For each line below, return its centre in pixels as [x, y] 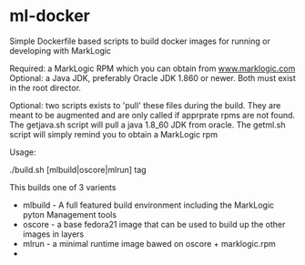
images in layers [53, 234]
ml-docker [50, 16]
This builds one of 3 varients [63, 187]
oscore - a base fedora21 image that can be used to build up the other [154, 224]
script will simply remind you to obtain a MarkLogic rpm [114, 134]
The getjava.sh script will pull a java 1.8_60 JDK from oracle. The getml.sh [147, 125]
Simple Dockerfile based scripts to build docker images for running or [140, 41]
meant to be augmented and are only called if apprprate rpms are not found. [152, 115]
